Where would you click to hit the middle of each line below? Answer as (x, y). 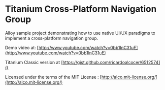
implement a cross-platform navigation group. (52, 38)
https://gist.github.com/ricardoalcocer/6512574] (111, 62)
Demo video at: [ (22, 47)
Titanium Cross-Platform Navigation (81, 9)
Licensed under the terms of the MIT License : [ (53, 77)
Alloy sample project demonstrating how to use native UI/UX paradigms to (80, 33)
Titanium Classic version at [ (34, 62)
